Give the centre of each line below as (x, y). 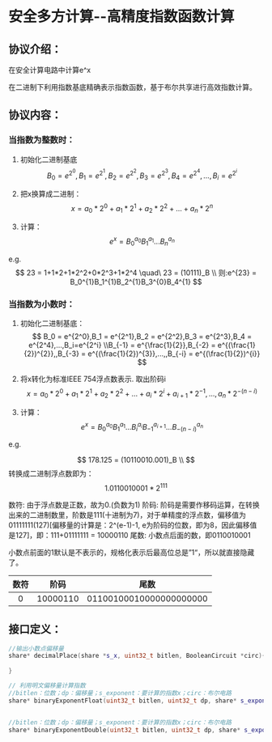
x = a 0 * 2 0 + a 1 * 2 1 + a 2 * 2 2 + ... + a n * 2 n (142, 209)
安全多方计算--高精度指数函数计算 (121, 17)
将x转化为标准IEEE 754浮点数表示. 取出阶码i (93, 379)
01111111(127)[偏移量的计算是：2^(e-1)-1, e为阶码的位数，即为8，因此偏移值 (133, 525)
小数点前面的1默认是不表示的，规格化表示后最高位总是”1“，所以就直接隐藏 (132, 552)
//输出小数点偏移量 (36, 648)
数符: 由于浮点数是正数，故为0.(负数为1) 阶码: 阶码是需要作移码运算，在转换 (134, 505)
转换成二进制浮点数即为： (51, 473)
